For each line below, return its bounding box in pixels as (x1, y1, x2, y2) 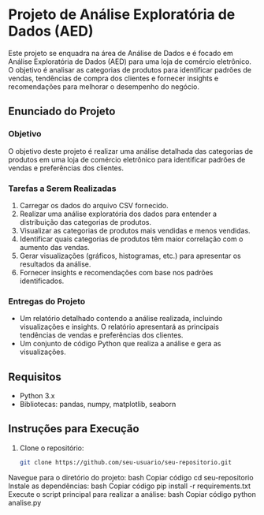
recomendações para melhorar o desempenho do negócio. (8, 81, 199, 91)
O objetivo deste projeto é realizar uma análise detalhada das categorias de (8, 146, 254, 155)
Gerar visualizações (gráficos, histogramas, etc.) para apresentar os (19, 251, 242, 260)
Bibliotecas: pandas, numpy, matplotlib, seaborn (19, 400, 177, 409)
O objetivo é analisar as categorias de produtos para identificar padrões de (8, 65, 252, 74)
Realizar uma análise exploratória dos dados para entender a (19, 209, 218, 218)
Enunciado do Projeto (8, 105, 116, 118)
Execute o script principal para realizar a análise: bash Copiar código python (8, 489, 256, 498)
